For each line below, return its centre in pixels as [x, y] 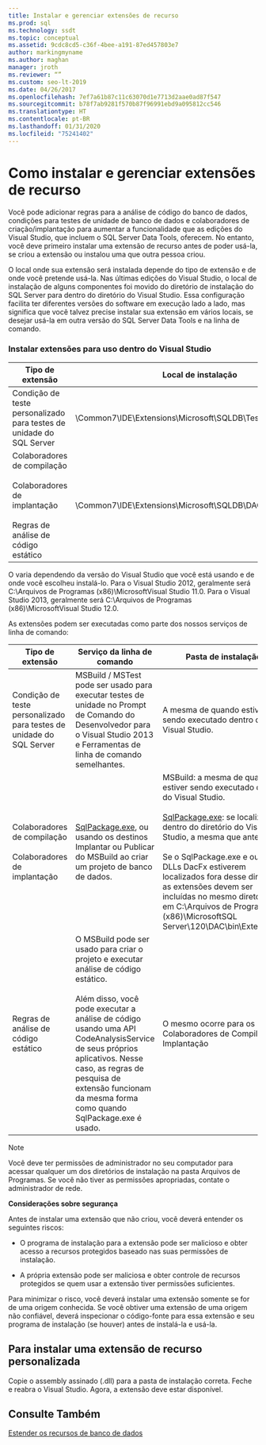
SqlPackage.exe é [108, 1118]
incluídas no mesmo [199, 896]
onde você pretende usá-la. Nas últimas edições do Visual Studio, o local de [133, 278]
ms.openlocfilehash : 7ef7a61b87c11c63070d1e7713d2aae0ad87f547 [115, 97]
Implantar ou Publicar [115, 847]
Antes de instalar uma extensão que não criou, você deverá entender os [126, 1219]
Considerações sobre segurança [63, 1204]
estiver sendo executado [208, 787]
